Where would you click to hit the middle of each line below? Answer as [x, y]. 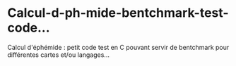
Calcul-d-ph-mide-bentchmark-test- [118, 13]
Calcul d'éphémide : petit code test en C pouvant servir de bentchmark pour [118, 47]
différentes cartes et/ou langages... [58, 55]
